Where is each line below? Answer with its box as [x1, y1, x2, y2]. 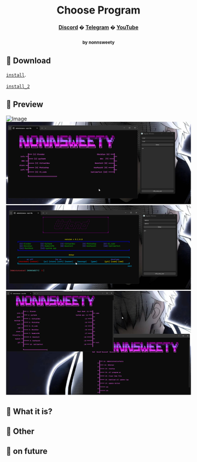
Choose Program [56, 4, 141, 17]
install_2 [6, 83, 30, 89]
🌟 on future [6, 446, 48, 456]
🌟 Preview [6, 99, 43, 109]
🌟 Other [6, 426, 35, 436]
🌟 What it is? [6, 406, 53, 416]
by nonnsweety [82, 39, 115, 46]
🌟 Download [6, 55, 51, 65]
